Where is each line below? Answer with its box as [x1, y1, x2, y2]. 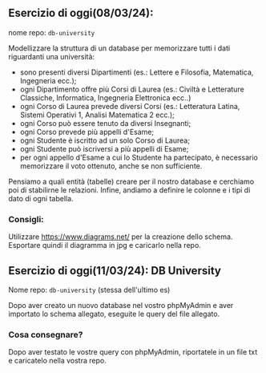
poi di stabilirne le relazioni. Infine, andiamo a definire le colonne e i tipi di [8, 184, 251, 195]
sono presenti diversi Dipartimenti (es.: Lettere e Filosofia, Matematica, [19, 67, 254, 77]
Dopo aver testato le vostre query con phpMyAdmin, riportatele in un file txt [8, 347, 258, 357]
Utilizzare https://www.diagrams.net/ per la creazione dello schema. [8, 232, 233, 241]
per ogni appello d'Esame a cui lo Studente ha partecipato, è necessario [19, 152, 258, 162]
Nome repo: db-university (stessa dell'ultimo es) [8, 285, 171, 294]
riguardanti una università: [8, 51, 95, 61]
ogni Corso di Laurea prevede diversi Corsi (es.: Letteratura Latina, [19, 101, 240, 111]
